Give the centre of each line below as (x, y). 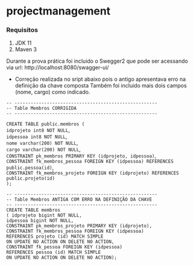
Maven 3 (26, 49)
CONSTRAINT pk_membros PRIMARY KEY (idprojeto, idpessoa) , (81, 156)
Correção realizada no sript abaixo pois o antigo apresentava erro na (100, 79)
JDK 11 (23, 43)
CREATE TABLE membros (33, 210)
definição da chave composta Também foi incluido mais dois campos (101, 86)
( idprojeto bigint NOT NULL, (44, 215)
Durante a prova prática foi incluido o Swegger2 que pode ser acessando (97, 61)
